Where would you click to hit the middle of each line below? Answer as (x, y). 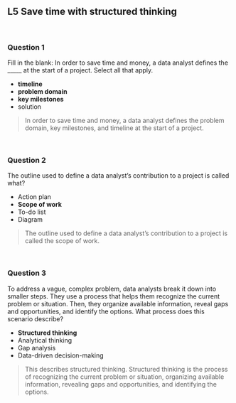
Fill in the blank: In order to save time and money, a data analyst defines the (118, 63)
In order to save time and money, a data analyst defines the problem (125, 121)
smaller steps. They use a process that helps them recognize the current (114, 296)
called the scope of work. (62, 241)
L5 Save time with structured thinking (92, 12)
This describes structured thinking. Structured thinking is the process (127, 369)
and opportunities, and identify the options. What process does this (106, 311)
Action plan (34, 197)
